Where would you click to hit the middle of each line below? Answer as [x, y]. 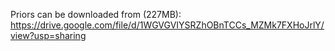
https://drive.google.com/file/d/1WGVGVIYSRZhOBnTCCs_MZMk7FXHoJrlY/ [167, 25]
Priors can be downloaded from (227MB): [96, 14]
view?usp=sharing [48, 35]
